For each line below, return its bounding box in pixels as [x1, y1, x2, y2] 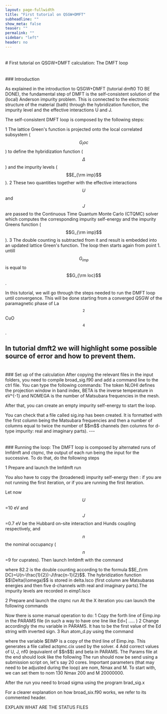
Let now [5, 489, 22, 495]
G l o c [79, 139, 89, 146]
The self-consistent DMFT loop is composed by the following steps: [5, 117, 145, 123]
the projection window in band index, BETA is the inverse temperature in [5, 387, 154, 393]
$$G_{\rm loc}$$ [66, 272, 101, 278]
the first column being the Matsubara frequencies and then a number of [5, 417, 153, 423]
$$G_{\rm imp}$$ [65, 229, 102, 235]
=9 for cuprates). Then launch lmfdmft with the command [5, 557, 123, 563]
